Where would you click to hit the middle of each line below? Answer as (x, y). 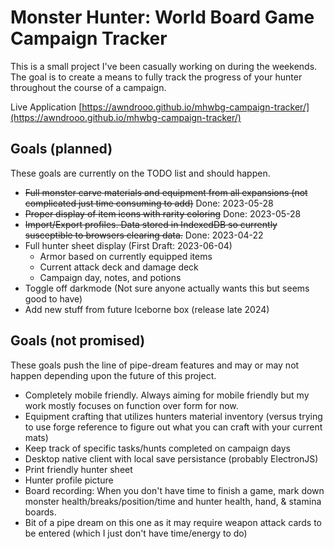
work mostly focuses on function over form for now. (131, 405)
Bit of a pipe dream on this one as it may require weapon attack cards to (173, 522)
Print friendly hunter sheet (78, 469)
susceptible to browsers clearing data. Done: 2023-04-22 (144, 235)
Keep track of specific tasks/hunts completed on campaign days (157, 448)
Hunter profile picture (69, 480)
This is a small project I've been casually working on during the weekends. (164, 66)
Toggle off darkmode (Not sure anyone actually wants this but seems (167, 288)
